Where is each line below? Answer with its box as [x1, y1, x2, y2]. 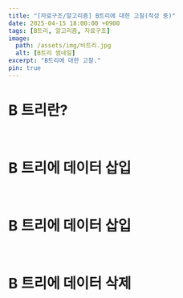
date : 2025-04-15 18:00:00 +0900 [8, 19, 120, 27]
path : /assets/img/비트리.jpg [15, 42, 112, 50]
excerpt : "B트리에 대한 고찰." [8, 57, 101, 65]
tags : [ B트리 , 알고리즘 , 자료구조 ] [8, 27, 111, 35]
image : [8, 34, 31, 43]
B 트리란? [8, 101, 68, 119]
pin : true [8, 64, 42, 72]
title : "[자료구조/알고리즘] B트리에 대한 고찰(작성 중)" [8, 11, 176, 20]
